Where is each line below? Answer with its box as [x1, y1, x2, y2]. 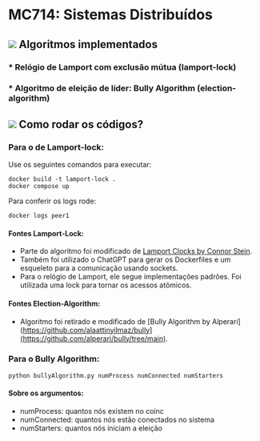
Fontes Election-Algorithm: [8, 299, 101, 308]
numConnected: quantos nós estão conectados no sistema [19, 415, 214, 425]
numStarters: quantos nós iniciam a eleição [19, 423, 162, 433]
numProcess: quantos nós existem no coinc [19, 407, 164, 416]
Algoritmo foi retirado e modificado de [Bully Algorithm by [19, 316, 210, 326]
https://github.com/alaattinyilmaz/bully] [22, 325, 153, 335]
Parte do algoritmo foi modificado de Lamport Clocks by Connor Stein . [19, 247, 253, 256]
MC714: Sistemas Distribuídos [8, 6, 214, 24]
